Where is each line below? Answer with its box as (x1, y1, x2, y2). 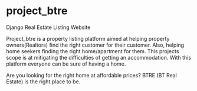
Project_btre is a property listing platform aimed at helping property (6, 35, 170, 42)
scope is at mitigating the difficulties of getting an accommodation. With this (6, 54, 192, 61)
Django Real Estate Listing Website (6, 24, 91, 31)
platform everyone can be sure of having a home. (6, 60, 126, 67)
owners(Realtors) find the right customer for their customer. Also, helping (6, 41, 185, 48)
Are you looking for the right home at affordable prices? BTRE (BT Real (6, 71, 177, 79)
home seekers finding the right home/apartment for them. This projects (6, 47, 179, 54)
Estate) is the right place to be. (6, 78, 81, 85)
